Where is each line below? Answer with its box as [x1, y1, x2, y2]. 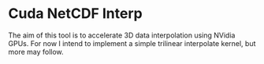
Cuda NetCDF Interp [8, 5, 143, 23]
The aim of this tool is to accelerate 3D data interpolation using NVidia [8, 30, 236, 40]
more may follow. [8, 47, 65, 56]
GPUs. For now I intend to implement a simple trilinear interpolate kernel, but [8, 38, 256, 48]
